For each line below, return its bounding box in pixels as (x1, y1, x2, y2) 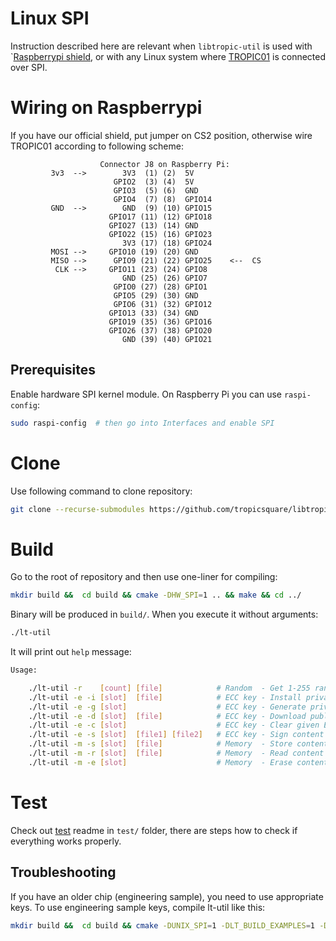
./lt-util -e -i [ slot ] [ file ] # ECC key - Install (28, 692, 302, 702)
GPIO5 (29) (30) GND (113, 290, 199, 301)
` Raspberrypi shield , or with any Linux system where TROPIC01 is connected (10, 50, 327, 62)
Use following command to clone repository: (10, 485, 193, 497)
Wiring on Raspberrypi (10, 97, 203, 119)
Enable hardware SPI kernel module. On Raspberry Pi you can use (10, 388, 282, 400)
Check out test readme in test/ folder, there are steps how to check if (10, 824, 298, 836)
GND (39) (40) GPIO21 (121, 334, 213, 344)
